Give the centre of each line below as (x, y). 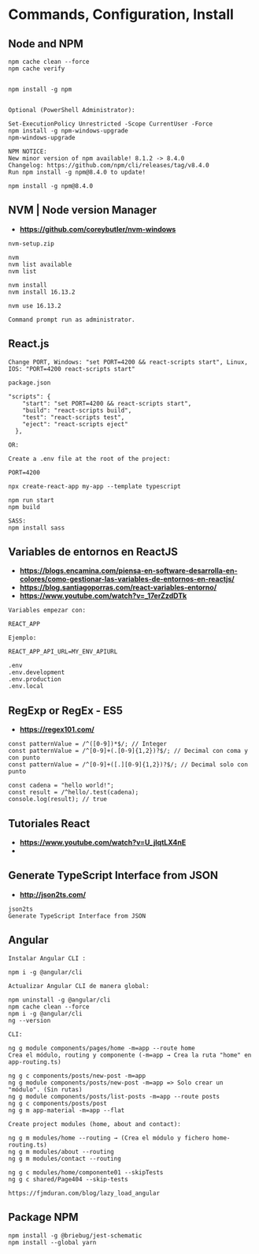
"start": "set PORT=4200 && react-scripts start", (107, 403)
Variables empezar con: (47, 610)
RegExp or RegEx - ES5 (66, 711)
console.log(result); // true (58, 799)
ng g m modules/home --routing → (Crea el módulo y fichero (109, 1138)
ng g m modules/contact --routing (65, 1159)
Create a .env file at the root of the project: (89, 459)
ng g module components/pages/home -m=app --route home (102, 1048)
